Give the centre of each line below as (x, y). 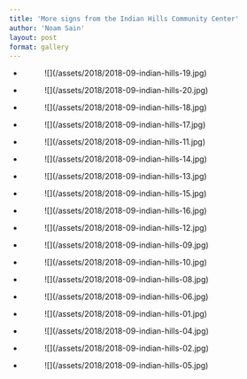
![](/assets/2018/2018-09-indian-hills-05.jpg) (126, 366)
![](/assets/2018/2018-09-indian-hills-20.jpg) (126, 91)
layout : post (33, 37)
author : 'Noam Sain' (47, 28)
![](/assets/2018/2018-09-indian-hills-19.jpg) (125, 73)
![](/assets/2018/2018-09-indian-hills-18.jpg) (125, 107)
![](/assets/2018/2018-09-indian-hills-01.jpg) (126, 314)
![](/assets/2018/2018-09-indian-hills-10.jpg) (126, 263)
